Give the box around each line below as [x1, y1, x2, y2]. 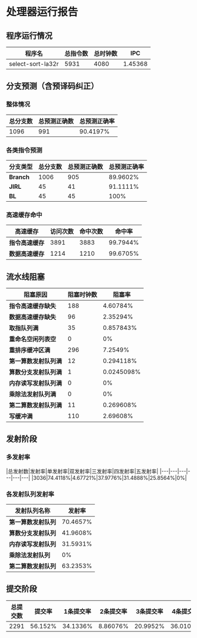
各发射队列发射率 [6, 490, 55, 498]
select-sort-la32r [9, 60, 59, 68]
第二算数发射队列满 [9, 401, 63, 409]
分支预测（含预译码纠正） [6, 81, 98, 91]
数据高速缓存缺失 [9, 313, 57, 321]
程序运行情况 [6, 31, 53, 41]
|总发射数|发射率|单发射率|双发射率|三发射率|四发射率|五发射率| [6, 467, 159, 475]
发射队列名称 [15, 507, 51, 515]
